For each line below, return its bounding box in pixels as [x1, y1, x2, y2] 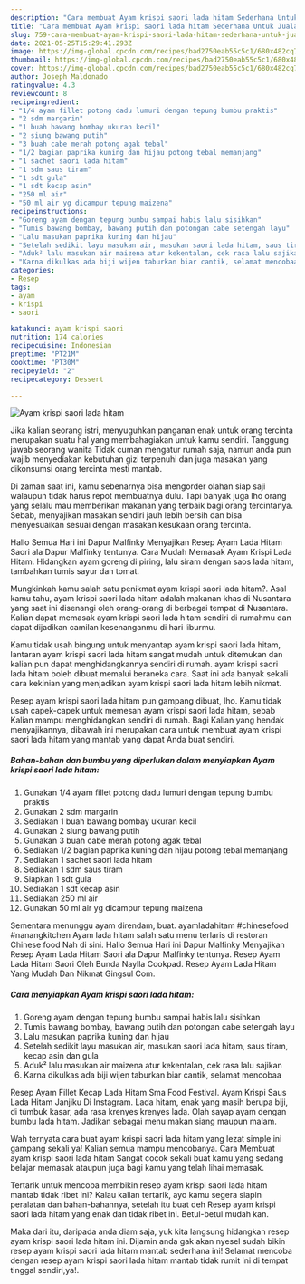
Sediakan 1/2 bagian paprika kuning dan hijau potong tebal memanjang [23, 845, 289, 856]
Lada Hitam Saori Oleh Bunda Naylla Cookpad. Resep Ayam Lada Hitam [10, 959, 277, 970]
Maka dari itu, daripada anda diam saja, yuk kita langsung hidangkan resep [10, 1226, 290, 1237]
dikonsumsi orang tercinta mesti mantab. [10, 464, 162, 474]
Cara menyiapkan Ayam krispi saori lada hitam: [10, 989, 195, 1000]
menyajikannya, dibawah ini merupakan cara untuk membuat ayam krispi [10, 724, 282, 735]
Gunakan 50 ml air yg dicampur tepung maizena [23, 903, 203, 914]
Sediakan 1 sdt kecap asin [23, 884, 120, 895]
